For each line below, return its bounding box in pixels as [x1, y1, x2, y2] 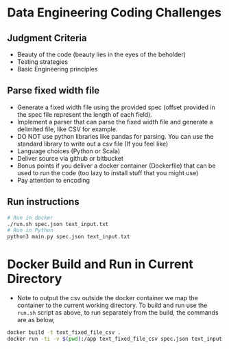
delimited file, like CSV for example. [16, 125, 118, 133]
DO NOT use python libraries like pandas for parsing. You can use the [16, 132, 214, 140]
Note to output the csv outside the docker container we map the [16, 294, 199, 302]
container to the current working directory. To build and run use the [16, 301, 208, 310]
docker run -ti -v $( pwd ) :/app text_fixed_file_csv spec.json [7, 335, 189, 342]
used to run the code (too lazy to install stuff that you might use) [16, 168, 199, 177]
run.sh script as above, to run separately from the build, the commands [16, 308, 219, 317]
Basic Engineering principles [16, 65, 98, 73]
